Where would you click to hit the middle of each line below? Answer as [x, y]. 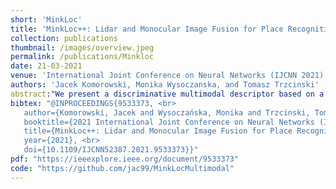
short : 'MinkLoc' [46, 19]
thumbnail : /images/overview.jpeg [82, 47]
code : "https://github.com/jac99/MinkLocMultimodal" [122, 168]
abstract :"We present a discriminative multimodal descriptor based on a [167, 94]
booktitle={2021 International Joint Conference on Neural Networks [169, 122]
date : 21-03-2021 [46, 66]
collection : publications [64, 38]
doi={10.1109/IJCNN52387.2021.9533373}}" [111, 150]
